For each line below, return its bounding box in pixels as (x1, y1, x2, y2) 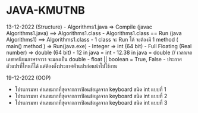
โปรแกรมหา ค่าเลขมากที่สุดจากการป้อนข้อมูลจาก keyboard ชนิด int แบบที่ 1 (14, 86, 166, 93)
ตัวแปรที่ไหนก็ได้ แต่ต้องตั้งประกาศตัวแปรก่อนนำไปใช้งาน (6, 62, 117, 69)
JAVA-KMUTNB (6, 4, 85, 17)
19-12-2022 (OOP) (6, 74, 51, 81)
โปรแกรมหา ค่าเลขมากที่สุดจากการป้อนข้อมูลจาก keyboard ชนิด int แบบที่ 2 (14, 92, 168, 99)
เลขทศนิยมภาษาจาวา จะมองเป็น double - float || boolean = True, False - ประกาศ (6, 55, 183, 62)
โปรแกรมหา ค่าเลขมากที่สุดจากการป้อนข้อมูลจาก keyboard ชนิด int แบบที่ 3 (14, 99, 168, 106)
